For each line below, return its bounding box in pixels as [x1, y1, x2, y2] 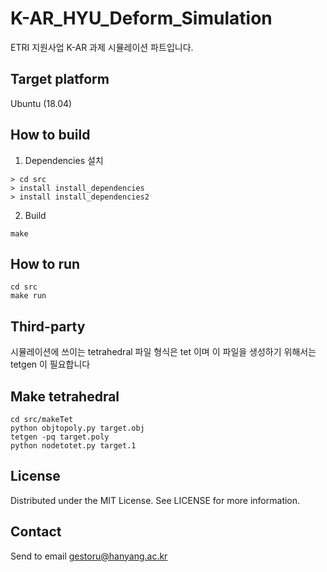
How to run [10, 255, 81, 272]
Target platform [10, 71, 110, 88]
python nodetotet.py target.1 [10, 441, 137, 451]
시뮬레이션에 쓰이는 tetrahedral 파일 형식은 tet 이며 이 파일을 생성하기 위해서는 [10, 346, 317, 358]
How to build [10, 127, 91, 144]
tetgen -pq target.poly [10, 432, 110, 442]
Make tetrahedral [10, 388, 120, 405]
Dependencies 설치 [24, 154, 104, 166]
